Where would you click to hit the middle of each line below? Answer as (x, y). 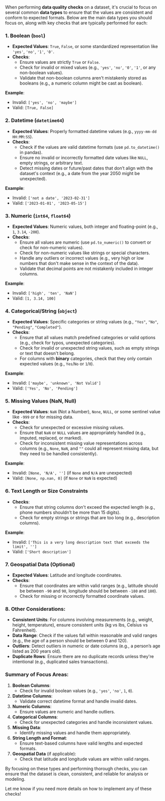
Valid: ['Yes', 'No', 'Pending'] (45, 388)
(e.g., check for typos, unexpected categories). (67, 343)
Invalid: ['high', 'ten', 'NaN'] (45, 293)
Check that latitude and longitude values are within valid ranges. (85, 759)
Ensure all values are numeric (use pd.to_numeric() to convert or (85, 242)
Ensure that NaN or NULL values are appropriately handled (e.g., (83, 433)
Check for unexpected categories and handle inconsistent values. (86, 722)
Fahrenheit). (24, 630)
